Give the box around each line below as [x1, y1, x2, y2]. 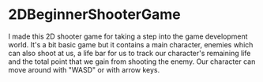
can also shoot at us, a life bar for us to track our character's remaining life [8, 48, 251, 58]
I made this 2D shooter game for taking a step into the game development [8, 32, 248, 41]
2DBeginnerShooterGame [8, 6, 181, 24]
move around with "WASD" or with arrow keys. [8, 65, 160, 74]
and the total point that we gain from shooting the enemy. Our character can [8, 57, 256, 66]
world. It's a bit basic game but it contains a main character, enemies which [8, 39, 254, 49]
